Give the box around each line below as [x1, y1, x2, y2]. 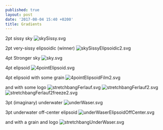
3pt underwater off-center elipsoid [5, 109, 77, 115]
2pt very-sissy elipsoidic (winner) [5, 45, 75, 51]
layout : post [5, 12, 33, 17]
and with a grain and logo [5, 119, 58, 125]
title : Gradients [5, 21, 42, 27]
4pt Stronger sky [5, 55, 40, 61]
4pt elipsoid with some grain [5, 74, 65, 81]
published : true [5, 7, 39, 13]
